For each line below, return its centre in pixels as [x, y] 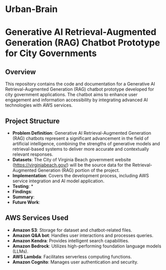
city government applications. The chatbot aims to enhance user [72, 95]
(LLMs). [20, 251]
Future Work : [26, 202]
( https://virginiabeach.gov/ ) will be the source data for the [72, 165]
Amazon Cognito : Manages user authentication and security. [75, 262]
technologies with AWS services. [39, 105]
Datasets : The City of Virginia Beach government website [72, 160]
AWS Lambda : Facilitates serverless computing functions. [72, 256]
